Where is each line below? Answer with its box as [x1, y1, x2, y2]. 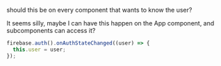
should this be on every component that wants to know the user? [6, 6, 193, 14]
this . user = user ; [13, 46, 67, 53]
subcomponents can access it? [6, 27, 96, 34]
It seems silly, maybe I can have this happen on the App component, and [6, 19, 215, 27]
